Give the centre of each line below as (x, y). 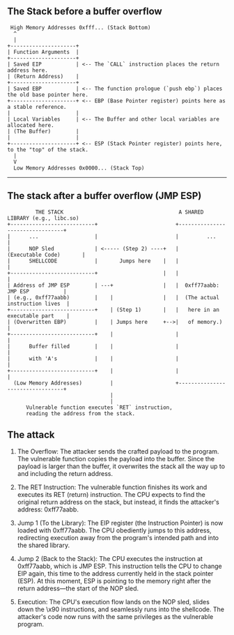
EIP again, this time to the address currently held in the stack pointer (115, 574)
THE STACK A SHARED (119, 212)
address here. (28, 70)
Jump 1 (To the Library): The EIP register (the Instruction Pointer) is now (120, 523)
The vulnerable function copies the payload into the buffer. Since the (116, 459)
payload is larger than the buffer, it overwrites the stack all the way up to (121, 466)
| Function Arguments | (43, 52)
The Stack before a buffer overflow (85, 12)
